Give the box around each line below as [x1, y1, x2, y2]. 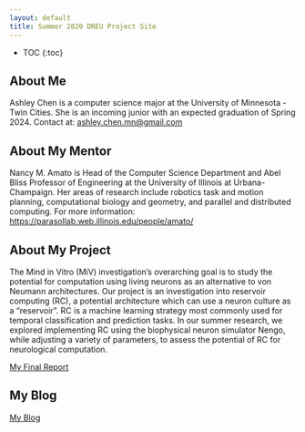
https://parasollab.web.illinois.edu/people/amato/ [9, 216, 194, 227]
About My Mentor [9, 143, 112, 159]
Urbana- [233, 177, 266, 188]
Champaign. [9, 187, 56, 198]
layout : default [9, 13, 71, 23]
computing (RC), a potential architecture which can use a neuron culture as [9, 295, 291, 306]
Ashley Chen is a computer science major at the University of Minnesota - [9, 98, 287, 108]
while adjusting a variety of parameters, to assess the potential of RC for [9, 334, 281, 345]
